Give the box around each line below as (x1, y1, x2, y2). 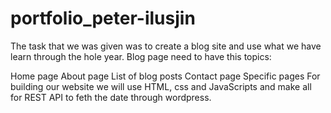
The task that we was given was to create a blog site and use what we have (10, 40, 322, 52)
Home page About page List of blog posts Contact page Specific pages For (10, 70, 321, 82)
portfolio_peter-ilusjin (10, 7, 196, 30)
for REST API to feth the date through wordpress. (10, 91, 212, 103)
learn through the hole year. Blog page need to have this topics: (10, 50, 272, 62)
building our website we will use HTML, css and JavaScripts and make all (10, 80, 312, 92)
